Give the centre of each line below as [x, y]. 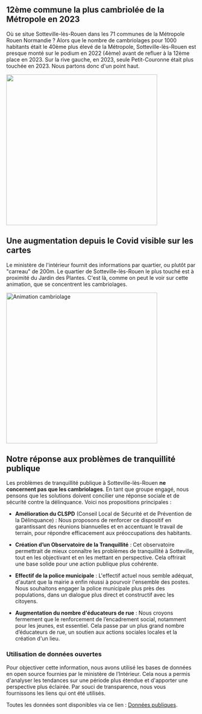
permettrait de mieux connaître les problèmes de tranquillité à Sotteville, [104, 551]
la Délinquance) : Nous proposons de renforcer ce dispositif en [93, 520]
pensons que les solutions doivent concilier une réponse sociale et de [93, 496]
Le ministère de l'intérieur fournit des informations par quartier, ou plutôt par [101, 265]
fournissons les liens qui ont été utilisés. [56, 693]
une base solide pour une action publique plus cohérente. [87, 564]
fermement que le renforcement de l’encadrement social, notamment [100, 619]
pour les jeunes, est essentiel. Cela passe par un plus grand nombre [99, 626]
